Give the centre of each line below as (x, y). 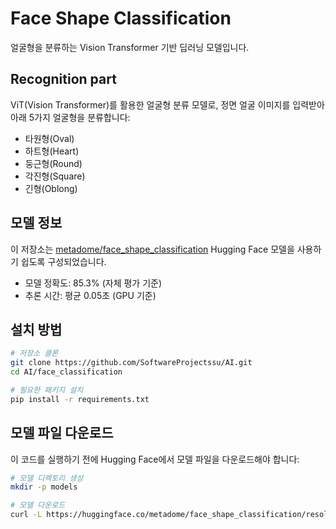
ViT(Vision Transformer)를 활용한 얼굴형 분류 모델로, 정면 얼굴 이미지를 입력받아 (167, 104)
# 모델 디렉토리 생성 (47, 478)
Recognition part (63, 79)
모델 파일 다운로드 (62, 433)
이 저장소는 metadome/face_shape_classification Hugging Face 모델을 (152, 249)
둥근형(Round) (53, 163)
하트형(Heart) (52, 151)
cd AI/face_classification (66, 372)
